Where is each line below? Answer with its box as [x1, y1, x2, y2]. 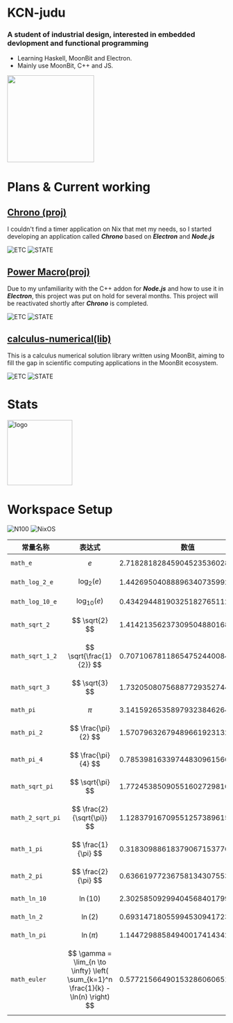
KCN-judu [7, 5, 66, 21]
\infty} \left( [71, 966, 109, 976]
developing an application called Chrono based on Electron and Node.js [7, 232, 215, 241]
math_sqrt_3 [10, 684, 51, 691]
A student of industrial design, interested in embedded [7, 30, 196, 40]
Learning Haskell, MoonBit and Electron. [17, 54, 132, 63]
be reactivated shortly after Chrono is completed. [7, 299, 149, 307]
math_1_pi [10, 845, 43, 853]
